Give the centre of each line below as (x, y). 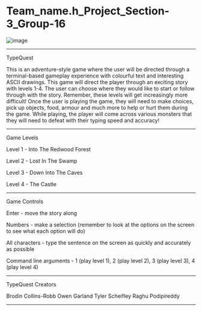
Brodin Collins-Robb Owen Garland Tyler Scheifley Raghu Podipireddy (93, 296)
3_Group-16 (36, 24)
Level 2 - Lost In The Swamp (42, 161)
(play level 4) (23, 267)
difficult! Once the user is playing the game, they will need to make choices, (100, 101)
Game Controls (25, 201)
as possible (20, 249)
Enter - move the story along (41, 213)
